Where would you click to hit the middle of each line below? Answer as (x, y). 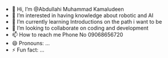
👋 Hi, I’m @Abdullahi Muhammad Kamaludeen (68, 9)
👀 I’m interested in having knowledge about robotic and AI (83, 15)
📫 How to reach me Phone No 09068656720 (67, 35)
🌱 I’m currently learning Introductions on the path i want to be (87, 22)
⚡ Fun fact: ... (28, 50)
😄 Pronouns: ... (31, 43)
